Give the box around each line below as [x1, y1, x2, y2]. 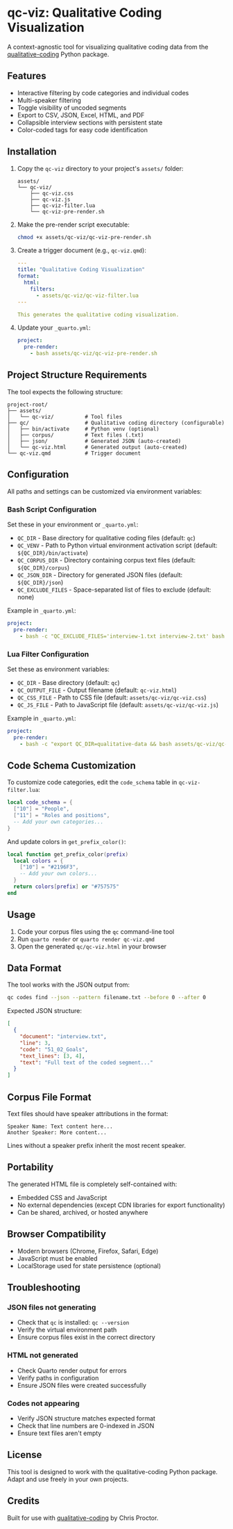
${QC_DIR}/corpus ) [17, 563, 70, 572]
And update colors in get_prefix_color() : [7, 837, 126, 846]
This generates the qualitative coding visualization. [17, 311, 180, 318]
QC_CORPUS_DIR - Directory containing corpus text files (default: [17, 556, 196, 564]
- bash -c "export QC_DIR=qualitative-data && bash [19, 741, 172, 747]
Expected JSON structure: [7, 1007, 82, 1015]
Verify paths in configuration [17, 1373, 99, 1382]
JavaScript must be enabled [17, 1254, 98, 1263]
